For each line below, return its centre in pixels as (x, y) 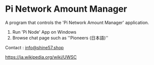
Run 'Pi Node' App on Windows (44, 32)
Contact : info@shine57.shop (34, 47)
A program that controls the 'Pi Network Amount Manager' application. (77, 22)
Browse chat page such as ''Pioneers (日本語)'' (60, 38)
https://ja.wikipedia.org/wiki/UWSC (41, 57)
